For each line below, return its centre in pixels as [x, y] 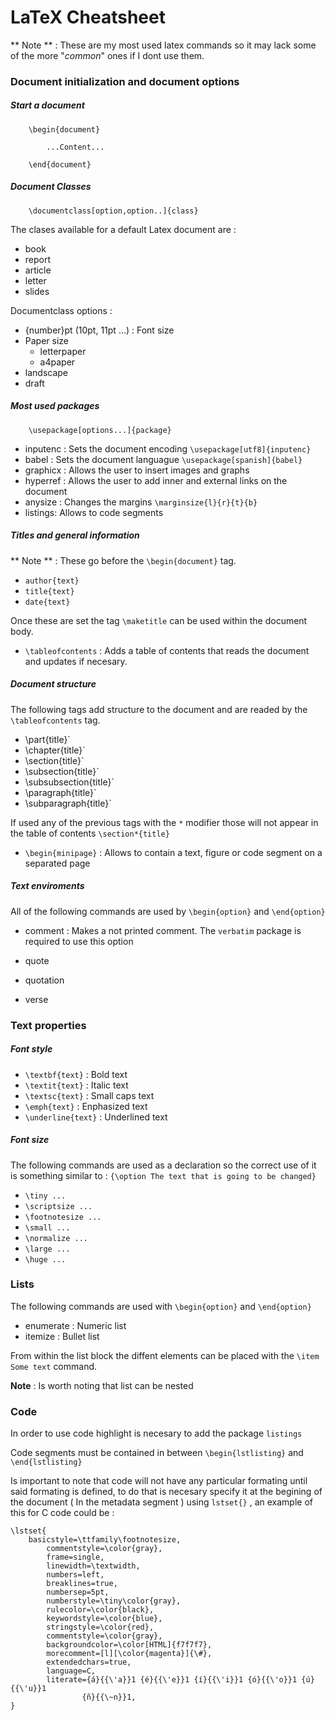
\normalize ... [56, 1238]
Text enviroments [47, 886]
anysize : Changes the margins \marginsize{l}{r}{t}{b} [141, 502]
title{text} [49, 591]
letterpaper [63, 351]
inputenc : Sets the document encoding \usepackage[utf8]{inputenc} [168, 448]
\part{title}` [47, 739]
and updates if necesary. [76, 661]
